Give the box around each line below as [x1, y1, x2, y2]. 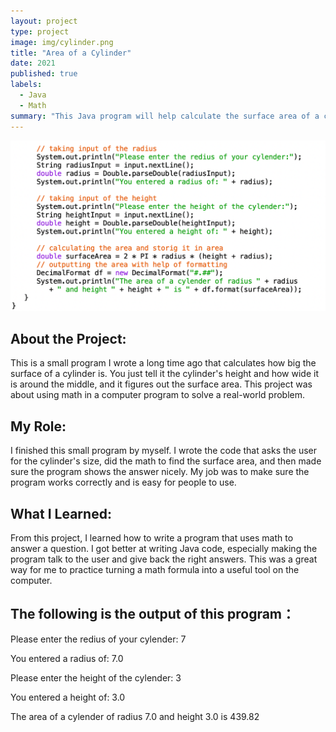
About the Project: [10, 331, 127, 348]
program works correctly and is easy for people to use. [10, 476, 237, 489]
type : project [10, 26, 70, 37]
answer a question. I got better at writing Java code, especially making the [10, 543, 318, 555]
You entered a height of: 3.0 [10, 691, 126, 703]
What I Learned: [10, 505, 112, 522]
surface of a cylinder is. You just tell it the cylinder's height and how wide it [10, 368, 320, 380]
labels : [10, 80, 43, 90]
